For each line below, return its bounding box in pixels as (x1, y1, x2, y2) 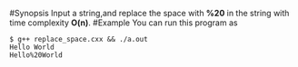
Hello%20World (9, 51, 64, 60)
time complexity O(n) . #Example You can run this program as (9, 17, 238, 28)
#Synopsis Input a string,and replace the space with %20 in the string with (9, 8, 290, 18)
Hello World (9, 43, 55, 52)
